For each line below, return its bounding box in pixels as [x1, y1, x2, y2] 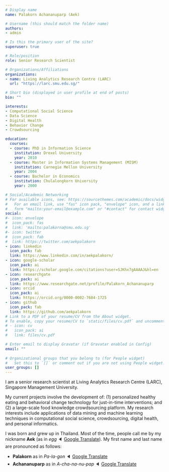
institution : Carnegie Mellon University [14, 165, 102, 170]
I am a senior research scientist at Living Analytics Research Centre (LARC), [5, 379, 162, 385]
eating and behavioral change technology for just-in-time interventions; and [5, 400, 162, 406]
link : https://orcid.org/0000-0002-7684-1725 [10, 295, 107, 300]
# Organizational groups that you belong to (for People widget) [5, 356, 145, 361]
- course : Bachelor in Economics [10, 174, 80, 179]
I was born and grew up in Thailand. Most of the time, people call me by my [5, 431, 161, 437]
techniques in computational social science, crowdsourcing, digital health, [5, 416, 159, 422]
